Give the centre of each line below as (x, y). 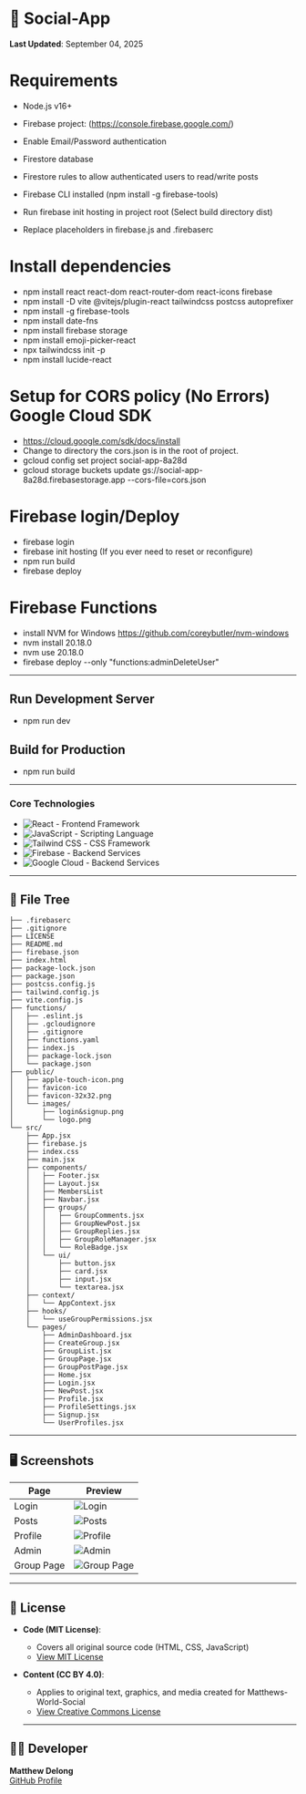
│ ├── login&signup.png (67, 1112)
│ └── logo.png (51, 1120)
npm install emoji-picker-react (79, 340)
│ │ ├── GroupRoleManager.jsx (91, 1240)
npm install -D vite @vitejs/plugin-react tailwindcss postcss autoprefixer (158, 301)
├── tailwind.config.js (55, 993)
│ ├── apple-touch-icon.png (67, 1080)
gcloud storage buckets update (82, 469)
